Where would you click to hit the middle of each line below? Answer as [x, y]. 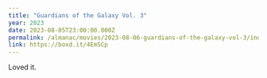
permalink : [26, 37]
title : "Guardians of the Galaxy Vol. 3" [78, 15]
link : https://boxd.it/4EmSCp [58, 45]
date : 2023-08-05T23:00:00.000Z [62, 30]
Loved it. [23, 67]
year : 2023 [26, 23]
